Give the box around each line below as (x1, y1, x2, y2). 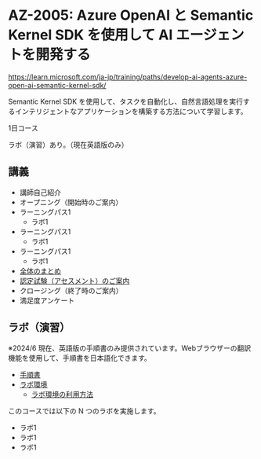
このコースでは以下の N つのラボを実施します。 (8, 406, 161, 416)
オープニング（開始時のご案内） (19, 197, 123, 207)
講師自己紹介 (19, 187, 61, 196)
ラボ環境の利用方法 (31, 389, 94, 398)
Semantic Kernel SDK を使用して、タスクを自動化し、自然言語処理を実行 (8, 97, 244, 106)
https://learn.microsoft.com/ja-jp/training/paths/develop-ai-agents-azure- (8, 72, 248, 82)
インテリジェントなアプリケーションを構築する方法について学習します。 (14, 106, 248, 116)
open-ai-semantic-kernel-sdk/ (8, 80, 107, 90)
